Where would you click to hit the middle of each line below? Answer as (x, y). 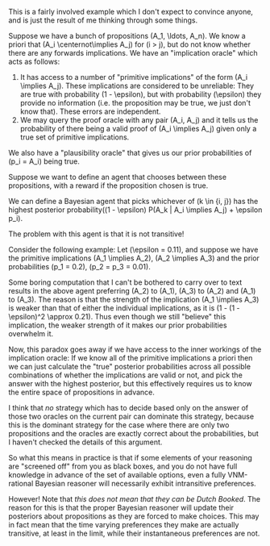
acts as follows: (34, 61)
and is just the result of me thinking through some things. (103, 20)
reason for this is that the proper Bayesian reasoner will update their (121, 508)
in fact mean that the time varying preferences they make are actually (124, 525)
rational (21, 483)
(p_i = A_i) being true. (44, 161)
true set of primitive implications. (75, 137)
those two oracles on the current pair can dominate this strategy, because (131, 416)
